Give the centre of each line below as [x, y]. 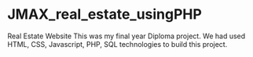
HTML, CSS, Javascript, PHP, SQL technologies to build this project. [117, 44]
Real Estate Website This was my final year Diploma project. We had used [126, 36]
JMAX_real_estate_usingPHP [104, 14]
